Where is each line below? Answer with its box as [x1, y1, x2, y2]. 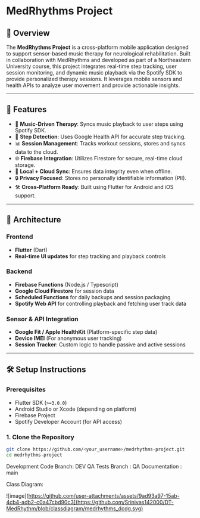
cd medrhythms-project [6, 452, 62, 458]
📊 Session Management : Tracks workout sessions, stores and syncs [14, 139, 186, 147]
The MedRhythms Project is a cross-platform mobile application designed [6, 44, 189, 51]
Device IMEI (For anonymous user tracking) [14, 335, 122, 342]
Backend [6, 267, 33, 275]
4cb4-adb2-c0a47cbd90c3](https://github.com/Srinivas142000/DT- [6, 498, 174, 505]
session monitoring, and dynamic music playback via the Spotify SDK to [6, 69, 183, 76]
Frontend [6, 232, 33, 241]
